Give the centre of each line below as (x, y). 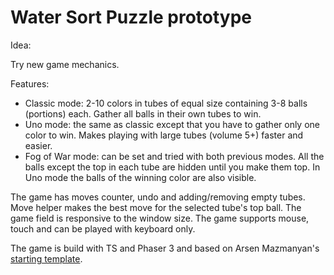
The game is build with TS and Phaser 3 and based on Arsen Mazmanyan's (165, 248)
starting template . (46, 258)
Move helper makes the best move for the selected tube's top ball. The (156, 207)
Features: (30, 83)
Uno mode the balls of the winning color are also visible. (140, 177)
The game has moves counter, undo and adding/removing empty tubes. (158, 197)
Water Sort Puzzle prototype (131, 17)
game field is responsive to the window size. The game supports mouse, (160, 218)
